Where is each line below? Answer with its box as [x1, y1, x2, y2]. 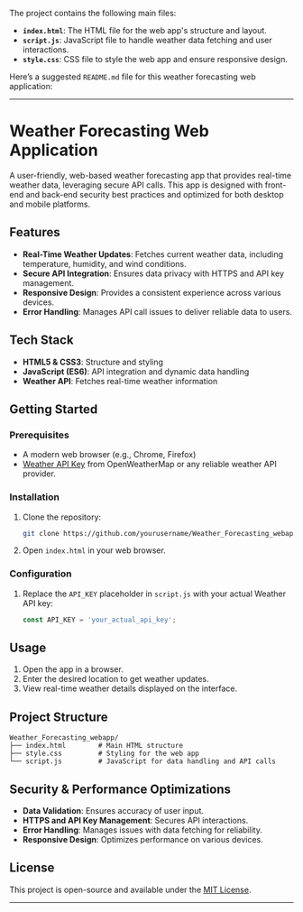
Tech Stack [9, 333, 74, 348]
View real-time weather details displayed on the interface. [22, 683, 238, 694]
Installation [9, 491, 60, 503]
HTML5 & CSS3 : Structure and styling [22, 356, 164, 367]
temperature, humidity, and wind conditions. [22, 258, 187, 269]
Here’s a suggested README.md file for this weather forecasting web [9, 71, 257, 82]
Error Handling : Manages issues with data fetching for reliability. [22, 824, 263, 835]
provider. [22, 468, 56, 479]
